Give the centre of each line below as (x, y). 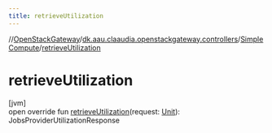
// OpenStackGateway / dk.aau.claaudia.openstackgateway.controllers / (125, 39)
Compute (24, 47)
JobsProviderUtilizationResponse (64, 120)
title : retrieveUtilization (56, 16)
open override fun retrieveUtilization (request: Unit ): (94, 111)
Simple (252, 39)
